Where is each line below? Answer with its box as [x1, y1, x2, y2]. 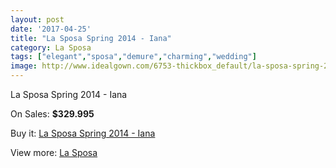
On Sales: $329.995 [10, 108, 95, 120]
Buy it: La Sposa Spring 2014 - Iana [10, 127, 156, 139]
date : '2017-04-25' [10, 24, 92, 34]
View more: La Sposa [10, 147, 98, 158]
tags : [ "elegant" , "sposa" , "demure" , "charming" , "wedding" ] [10, 52, 257, 62]
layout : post [10, 14, 65, 25]
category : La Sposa [10, 42, 92, 53]
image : [10, 61, 38, 71]
